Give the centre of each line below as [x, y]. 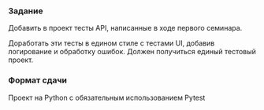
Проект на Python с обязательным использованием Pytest [107, 97]
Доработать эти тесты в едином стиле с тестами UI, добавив [112, 43]
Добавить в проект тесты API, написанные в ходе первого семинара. [125, 28]
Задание [26, 11]
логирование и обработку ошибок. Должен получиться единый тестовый [132, 52]
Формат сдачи [37, 80]
